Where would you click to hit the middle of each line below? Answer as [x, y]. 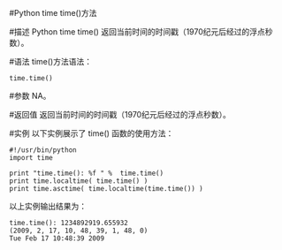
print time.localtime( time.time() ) [79, 181]
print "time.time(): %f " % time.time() [87, 173]
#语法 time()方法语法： [51, 61]
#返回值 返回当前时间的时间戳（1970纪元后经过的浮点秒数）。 [120, 114]
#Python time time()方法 [53, 13]
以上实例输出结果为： [48, 206]
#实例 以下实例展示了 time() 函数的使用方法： [91, 133]
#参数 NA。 [30, 96]
